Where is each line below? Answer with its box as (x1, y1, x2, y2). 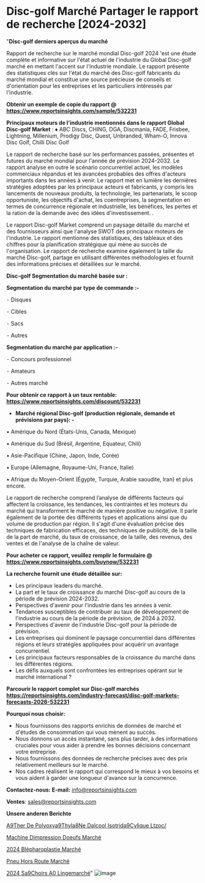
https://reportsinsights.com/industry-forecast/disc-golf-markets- (6, 691, 179, 699)
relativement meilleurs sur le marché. (15, 761, 109, 768)
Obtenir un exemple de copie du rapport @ (6, 100, 117, 108)
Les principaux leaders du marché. (15, 582, 103, 589)
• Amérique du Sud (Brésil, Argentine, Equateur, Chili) (6, 440, 142, 447)
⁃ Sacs (6, 319, 24, 327)
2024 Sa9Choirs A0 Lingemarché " (6, 869, 93, 876)
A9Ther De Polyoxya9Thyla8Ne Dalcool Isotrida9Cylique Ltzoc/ (6, 822, 166, 829)
